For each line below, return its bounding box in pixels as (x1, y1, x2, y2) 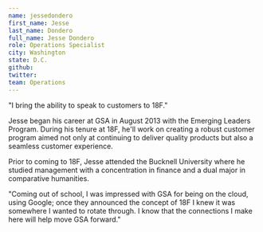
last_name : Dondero (8, 26, 73, 34)
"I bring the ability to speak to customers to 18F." (8, 100, 168, 110)
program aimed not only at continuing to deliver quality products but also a (8, 132, 253, 142)
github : (8, 64, 34, 72)
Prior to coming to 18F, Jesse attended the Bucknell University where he (8, 156, 245, 166)
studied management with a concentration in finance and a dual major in (8, 165, 245, 175)
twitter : (8, 71, 37, 79)
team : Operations (8, 78, 66, 86)
